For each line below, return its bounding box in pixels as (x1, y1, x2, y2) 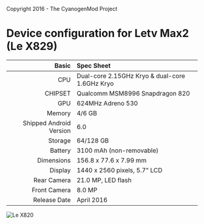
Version (49, 126, 71, 135)
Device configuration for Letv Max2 (6, 27, 189, 40)
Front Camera (32, 186, 71, 194)
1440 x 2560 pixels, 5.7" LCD (76, 166, 163, 174)
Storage (48, 136, 71, 145)
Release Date (33, 195, 71, 204)
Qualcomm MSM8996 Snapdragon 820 (76, 89, 190, 97)
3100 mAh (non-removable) (76, 146, 159, 155)
